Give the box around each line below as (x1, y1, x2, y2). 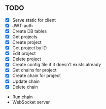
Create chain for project (12, 73, 61, 78)
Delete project (12, 56, 41, 62)
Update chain (12, 78, 40, 84)
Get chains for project (12, 67, 57, 73)
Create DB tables (12, 28, 47, 34)
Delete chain (12, 84, 38, 90)
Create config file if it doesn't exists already (12, 62, 101, 68)
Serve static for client (12, 17, 56, 23)
